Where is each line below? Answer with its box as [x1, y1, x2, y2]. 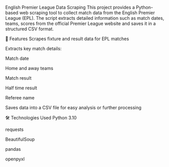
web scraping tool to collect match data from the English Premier [19, 10, 155, 16]
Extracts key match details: [5, 46, 62, 51]
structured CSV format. [5, 26, 54, 32]
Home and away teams [5, 65, 53, 71]
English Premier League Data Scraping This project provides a [5, 5, 136, 10]
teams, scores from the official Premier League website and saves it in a [5, 20, 156, 26]
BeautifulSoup [5, 137, 35, 142]
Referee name [5, 95, 35, 101]
